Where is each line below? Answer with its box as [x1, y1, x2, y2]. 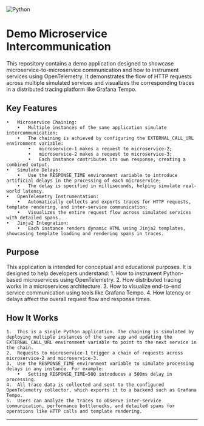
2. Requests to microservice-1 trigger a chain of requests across [6, 350, 183, 356]
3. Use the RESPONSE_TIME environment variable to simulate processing [6, 361, 194, 367]
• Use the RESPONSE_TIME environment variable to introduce [17, 172, 178, 178]
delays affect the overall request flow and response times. [6, 295, 152, 302]
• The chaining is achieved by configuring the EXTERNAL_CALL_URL [17, 135, 194, 141]
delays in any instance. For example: [6, 366, 104, 372]
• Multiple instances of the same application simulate [17, 124, 167, 130]
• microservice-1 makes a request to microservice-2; [28, 145, 172, 151]
